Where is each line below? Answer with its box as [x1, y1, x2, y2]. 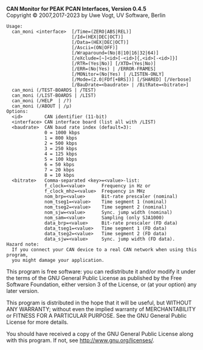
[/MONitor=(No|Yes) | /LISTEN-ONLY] [71, 71, 165, 77]
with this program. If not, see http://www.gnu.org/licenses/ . [6, 337, 155, 344]
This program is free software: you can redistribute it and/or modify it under [6, 268, 196, 275]
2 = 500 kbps [44, 140, 78, 146]
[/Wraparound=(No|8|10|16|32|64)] [71, 50, 159, 56]
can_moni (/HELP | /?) [12, 98, 72, 104]
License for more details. [6, 318, 69, 326]
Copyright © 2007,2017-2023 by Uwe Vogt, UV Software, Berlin [6, 12, 166, 19]
